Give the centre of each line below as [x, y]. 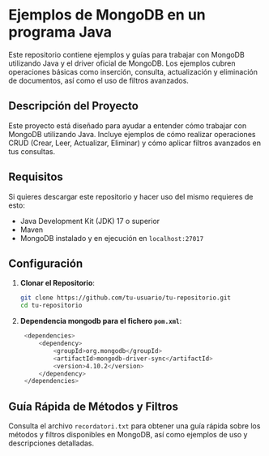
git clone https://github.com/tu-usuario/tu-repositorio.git [126, 298]
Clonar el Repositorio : [58, 283]
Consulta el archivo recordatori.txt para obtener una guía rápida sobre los [134, 426]
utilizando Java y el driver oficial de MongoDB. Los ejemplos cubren [122, 63]
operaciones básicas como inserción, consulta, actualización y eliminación [133, 71]
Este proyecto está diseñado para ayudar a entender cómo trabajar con [128, 125]
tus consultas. [32, 151]
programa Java [60, 32]
